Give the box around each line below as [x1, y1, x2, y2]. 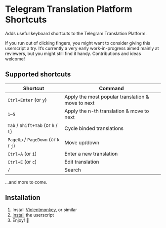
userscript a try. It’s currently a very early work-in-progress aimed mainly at [5, 45, 159, 51]
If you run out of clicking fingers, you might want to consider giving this [5, 40, 151, 46]
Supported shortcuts [5, 70, 71, 79]
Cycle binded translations [64, 125, 124, 132]
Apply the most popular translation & [64, 93, 149, 100]
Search [64, 166, 82, 173]
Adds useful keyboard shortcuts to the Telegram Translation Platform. [5, 30, 147, 36]
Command [98, 85, 124, 92]
